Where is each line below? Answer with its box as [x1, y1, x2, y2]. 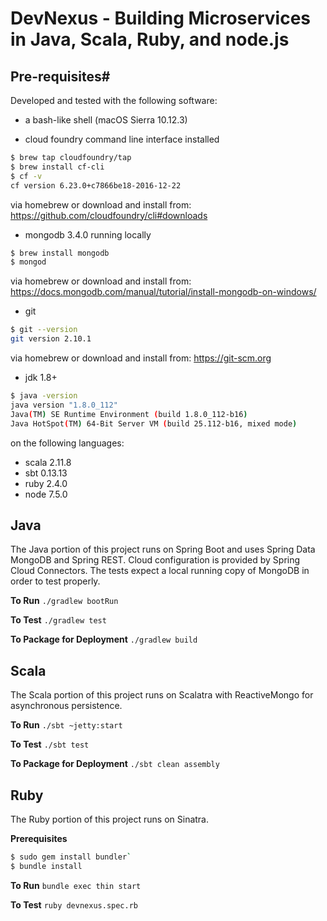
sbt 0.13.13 [24, 467, 68, 479]
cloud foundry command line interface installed [24, 133, 220, 145]
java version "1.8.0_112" [10, 400, 118, 410]
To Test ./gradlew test [10, 614, 107, 626]
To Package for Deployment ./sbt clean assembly [10, 758, 220, 770]
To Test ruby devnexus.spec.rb [10, 898, 138, 911]
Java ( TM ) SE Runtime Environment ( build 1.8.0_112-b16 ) [10, 409, 248, 419]
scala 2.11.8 [24, 456, 72, 468]
